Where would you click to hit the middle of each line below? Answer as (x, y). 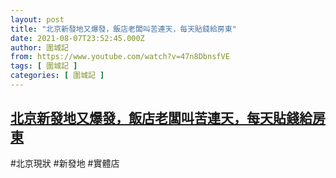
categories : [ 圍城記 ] (57, 76)
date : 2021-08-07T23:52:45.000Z (77, 38)
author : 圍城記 (39, 47)
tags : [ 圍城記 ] (44, 66)
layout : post (37, 19)
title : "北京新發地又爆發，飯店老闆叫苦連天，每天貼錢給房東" (123, 29)
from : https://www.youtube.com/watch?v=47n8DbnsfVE (120, 57)
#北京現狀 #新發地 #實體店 (65, 163)
